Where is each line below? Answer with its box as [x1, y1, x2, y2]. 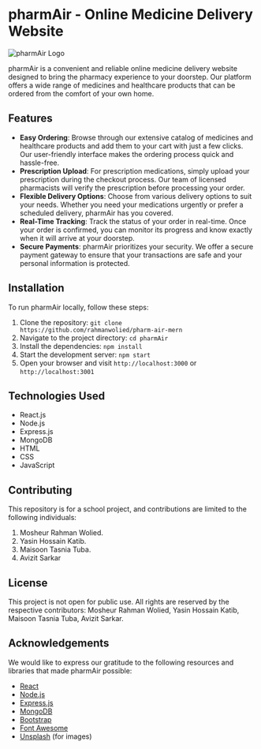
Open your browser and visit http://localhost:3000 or [19, 358, 197, 368]
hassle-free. [19, 158, 60, 167]
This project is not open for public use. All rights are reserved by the [8, 597, 230, 606]
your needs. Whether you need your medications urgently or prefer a [19, 200, 244, 209]
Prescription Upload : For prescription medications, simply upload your [19, 166, 250, 175]
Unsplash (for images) [19, 732, 92, 741]
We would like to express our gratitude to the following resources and [8, 657, 234, 667]
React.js [19, 410, 47, 420]
